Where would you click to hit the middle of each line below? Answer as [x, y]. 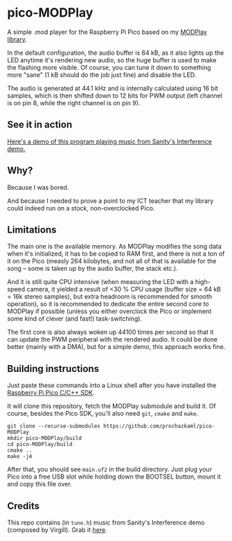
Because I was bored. [38, 187]
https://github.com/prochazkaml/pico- [159, 426]
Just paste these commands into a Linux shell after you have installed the [112, 385]
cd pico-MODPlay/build [40, 445]
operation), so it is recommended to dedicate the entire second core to [108, 304]
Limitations [32, 230]
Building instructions [53, 369]
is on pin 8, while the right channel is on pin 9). [74, 103]
